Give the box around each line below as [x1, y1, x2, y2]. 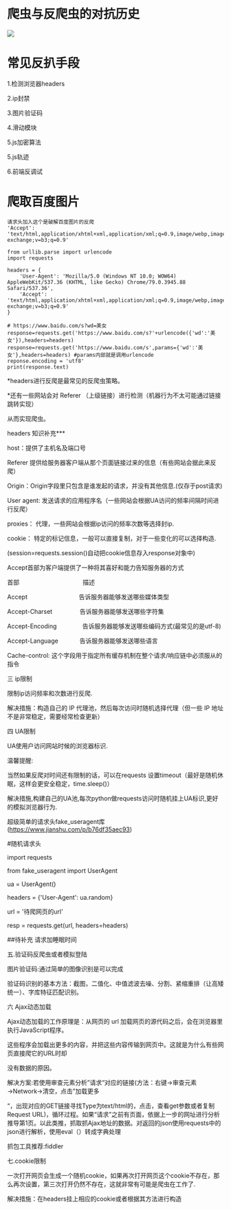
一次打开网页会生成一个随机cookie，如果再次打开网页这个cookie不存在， [7, 1171, 214, 1179]
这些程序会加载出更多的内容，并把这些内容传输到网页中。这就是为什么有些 [7, 1040, 218, 1048]
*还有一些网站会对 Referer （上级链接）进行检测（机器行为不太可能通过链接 [7, 391, 221, 400]
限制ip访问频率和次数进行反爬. [7, 689, 93, 697]
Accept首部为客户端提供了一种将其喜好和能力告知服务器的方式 [7, 563, 184, 572]
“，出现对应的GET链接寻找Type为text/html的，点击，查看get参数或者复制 [7, 1102, 215, 1110]
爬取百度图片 [7, 194, 80, 210]
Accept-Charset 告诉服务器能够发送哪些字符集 [7, 607, 164, 615]
